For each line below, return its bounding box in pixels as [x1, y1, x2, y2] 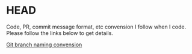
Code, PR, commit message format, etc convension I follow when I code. [6, 23, 187, 30]
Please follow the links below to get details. [6, 29, 113, 36]
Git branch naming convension [6, 41, 82, 48]
